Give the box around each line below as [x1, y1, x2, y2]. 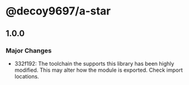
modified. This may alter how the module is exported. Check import [14, 66, 183, 74]
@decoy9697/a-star [5, 4, 111, 18]
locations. [14, 72, 39, 80]
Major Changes [5, 46, 52, 55]
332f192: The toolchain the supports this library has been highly [14, 60, 174, 67]
